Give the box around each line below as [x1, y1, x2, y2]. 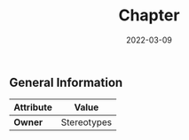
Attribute [13, 101, 53, 113]
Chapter [118, 5, 180, 26]
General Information [9, 74, 123, 89]
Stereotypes [60, 116, 113, 128]
